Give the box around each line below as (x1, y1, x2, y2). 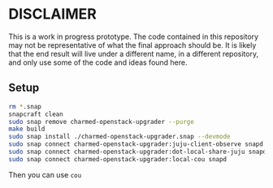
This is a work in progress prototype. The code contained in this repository (8, 32, 258, 41)
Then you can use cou (8, 169, 82, 179)
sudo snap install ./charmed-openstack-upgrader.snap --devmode (8, 133, 231, 141)
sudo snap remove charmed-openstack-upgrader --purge (8, 117, 195, 126)
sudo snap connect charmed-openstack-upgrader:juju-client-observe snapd (8, 140, 264, 148)
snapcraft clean (8, 110, 63, 118)
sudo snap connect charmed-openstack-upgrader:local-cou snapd (8, 155, 227, 163)
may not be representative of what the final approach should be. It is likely (8, 40, 257, 49)
